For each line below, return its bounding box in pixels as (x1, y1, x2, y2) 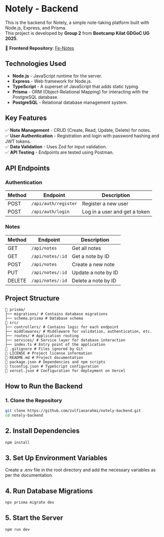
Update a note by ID (72, 269, 118, 276)
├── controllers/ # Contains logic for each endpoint (5, 325, 119, 330)
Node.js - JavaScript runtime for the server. (12, 73, 102, 79)
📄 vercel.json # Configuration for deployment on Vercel (5, 368, 126, 373)
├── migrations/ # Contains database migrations (5, 311, 108, 317)
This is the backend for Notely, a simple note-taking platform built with (5, 19, 150, 25)
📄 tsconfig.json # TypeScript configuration (5, 364, 99, 369)
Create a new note (72, 261, 115, 268)
